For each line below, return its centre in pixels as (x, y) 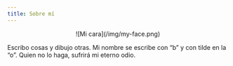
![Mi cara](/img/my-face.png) (118, 34)
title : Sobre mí (31, 14)
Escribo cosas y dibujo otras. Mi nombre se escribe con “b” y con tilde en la (117, 47)
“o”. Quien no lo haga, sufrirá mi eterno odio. (72, 55)
